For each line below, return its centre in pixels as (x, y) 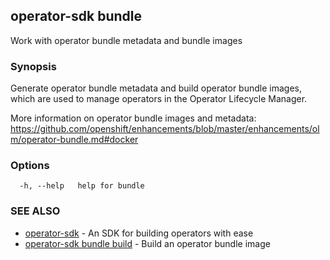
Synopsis (33, 66)
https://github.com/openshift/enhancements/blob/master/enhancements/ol (165, 129)
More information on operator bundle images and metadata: (133, 118)
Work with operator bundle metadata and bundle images (126, 40)
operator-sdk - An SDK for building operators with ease (139, 233)
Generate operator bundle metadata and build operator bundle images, (156, 88)
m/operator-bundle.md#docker (74, 140)
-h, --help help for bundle (82, 186)
